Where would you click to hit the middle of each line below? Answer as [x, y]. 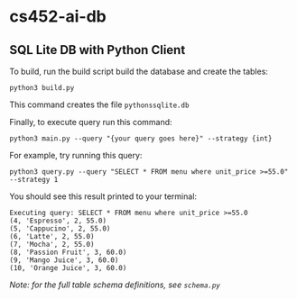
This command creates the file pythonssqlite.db [99, 104]
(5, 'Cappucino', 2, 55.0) [60, 229]
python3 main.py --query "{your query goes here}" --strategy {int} [141, 139]
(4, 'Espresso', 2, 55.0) [58, 221]
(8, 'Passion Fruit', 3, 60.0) [68, 252]
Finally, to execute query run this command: [91, 122]
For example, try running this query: [76, 155]
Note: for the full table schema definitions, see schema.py [115, 285]
